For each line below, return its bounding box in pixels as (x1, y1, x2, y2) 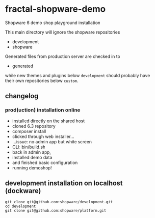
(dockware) (5, 187, 41, 195)
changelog (5, 92, 39, 100)
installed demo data (12, 154, 52, 160)
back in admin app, (12, 149, 51, 155)
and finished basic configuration (12, 160, 78, 165)
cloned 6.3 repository (12, 123, 56, 129)
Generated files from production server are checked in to (5, 53, 120, 59)
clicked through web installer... (12, 134, 75, 139)
